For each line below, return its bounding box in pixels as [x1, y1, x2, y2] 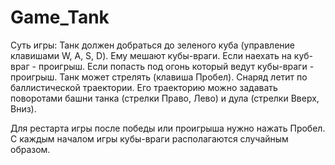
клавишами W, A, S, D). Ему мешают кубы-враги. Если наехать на [10, 49, 292, 61]
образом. [10, 143, 51, 155]
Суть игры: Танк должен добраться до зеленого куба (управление [10, 39, 295, 51]
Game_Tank [10, 6, 110, 29]
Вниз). [10, 102, 37, 115]
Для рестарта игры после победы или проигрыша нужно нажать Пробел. [10, 122, 326, 134]
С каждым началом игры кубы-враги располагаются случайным [10, 132, 289, 145]
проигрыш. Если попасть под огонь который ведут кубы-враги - [38, 60, 315, 72]
